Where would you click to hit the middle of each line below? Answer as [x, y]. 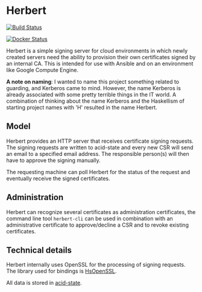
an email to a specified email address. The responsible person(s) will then [98, 154]
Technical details [39, 250]
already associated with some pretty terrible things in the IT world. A [91, 94]
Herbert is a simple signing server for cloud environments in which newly [97, 50]
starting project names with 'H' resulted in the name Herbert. [82, 107]
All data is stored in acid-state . [44, 283]
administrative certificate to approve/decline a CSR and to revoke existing [97, 225]
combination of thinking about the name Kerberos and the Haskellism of [96, 101]
